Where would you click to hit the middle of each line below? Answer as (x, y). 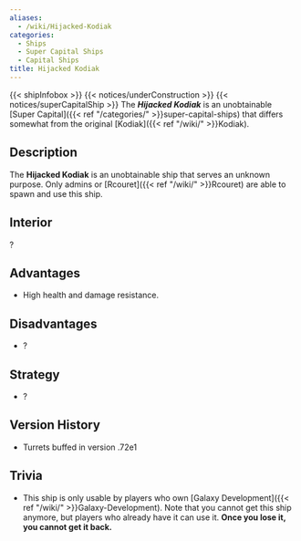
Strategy (35, 375)
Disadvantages (53, 323)
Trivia (26, 476)
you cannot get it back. (67, 526)
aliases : (26, 18)
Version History (55, 425)
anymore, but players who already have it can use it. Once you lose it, (154, 517)
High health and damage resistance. (91, 295)
